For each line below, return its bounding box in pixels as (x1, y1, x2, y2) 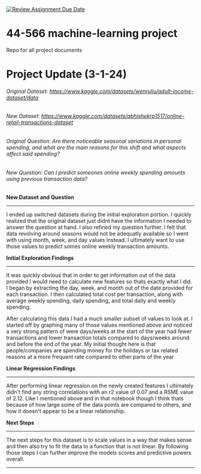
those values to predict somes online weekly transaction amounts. (6, 243, 169, 250)
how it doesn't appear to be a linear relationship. (6, 407, 126, 415)
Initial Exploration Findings (6, 255, 74, 262)
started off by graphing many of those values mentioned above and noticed (6, 321, 193, 329)
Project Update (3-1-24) (6, 68, 127, 81)
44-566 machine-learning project (6, 27, 178, 40)
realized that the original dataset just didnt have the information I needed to (6, 218, 191, 225)
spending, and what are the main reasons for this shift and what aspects (6, 144, 187, 151)
